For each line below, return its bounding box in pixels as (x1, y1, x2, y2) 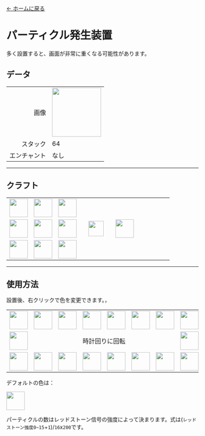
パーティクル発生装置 (6, 29, 113, 42)
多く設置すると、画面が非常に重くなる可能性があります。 (6, 50, 151, 57)
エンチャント (9, 151, 46, 160)
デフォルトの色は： (6, 379, 55, 386)
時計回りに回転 (82, 337, 126, 345)
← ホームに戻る (6, 5, 45, 12)
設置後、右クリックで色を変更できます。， (6, 296, 110, 304)
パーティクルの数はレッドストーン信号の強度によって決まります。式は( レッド (6, 416, 197, 423)
